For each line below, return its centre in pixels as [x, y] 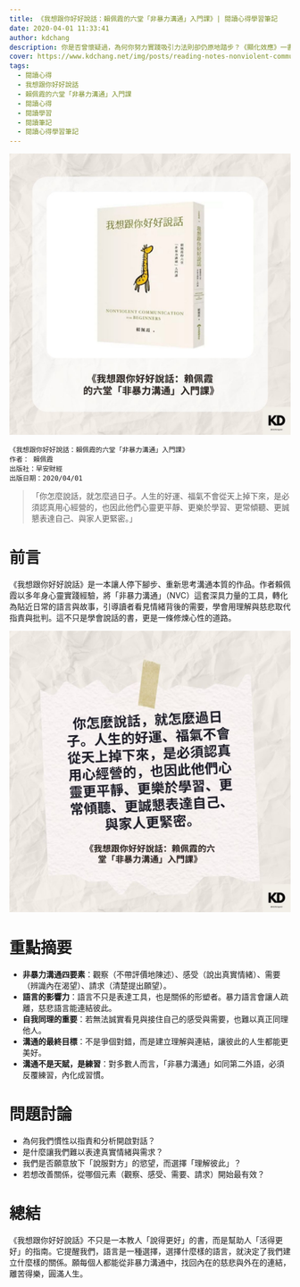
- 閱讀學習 [35, 113]
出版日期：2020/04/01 [46, 479]
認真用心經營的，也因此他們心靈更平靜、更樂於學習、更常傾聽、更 [160, 507]
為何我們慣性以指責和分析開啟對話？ [89, 1141]
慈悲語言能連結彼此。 [77, 1008]
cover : [21, 57]
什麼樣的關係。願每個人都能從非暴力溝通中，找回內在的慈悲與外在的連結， [154, 1262]
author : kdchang [39, 38]
